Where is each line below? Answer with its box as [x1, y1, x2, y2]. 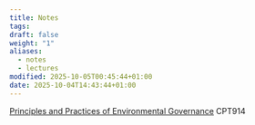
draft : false [9, 30, 59, 39]
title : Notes [9, 13, 59, 23]
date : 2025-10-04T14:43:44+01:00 [9, 81, 137, 90]
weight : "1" [9, 38, 55, 48]
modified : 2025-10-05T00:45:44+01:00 [9, 72, 153, 82]
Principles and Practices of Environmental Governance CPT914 [9, 105, 246, 116]
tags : [9, 22, 30, 31]
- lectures [17, 64, 59, 73]
